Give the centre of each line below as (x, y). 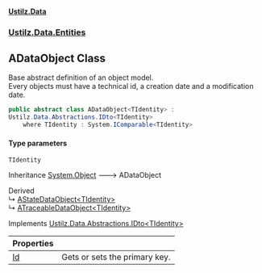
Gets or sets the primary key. (116, 257)
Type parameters (38, 143)
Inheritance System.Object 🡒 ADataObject (85, 175)
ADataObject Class (57, 58)
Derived (21, 191)
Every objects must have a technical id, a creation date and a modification (131, 86)
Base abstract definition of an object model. (81, 78)
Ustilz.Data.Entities (47, 32)
